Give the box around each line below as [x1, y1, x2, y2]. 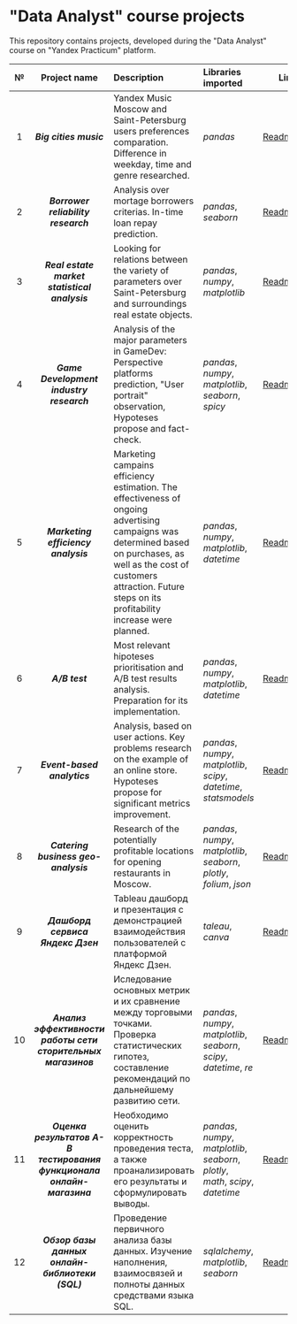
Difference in [113, 147, 167, 159]
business [37, 850, 78, 862]
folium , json [202, 877, 252, 890]
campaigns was [113, 524, 179, 537]
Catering [49, 838, 88, 851]
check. [113, 433, 141, 446]
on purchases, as [113, 547, 185, 559]
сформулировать [113, 1186, 187, 1198]
